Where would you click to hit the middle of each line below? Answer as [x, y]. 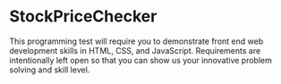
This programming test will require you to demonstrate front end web [136, 41]
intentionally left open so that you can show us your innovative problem [141, 60]
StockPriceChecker [83, 17]
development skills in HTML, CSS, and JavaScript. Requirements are [135, 50]
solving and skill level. [50, 70]
